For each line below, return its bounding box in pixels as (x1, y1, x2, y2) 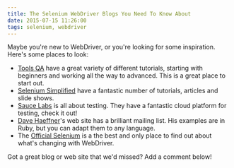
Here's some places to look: (7, 50, 89, 59)
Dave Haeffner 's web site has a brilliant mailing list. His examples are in (17, 116, 226, 125)
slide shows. (17, 94, 54, 102)
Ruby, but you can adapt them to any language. (17, 124, 156, 133)
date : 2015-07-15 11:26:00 (7, 17, 87, 24)
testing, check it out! (17, 109, 78, 117)
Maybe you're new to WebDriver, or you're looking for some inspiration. (7, 43, 216, 52)
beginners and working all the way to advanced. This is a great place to (17, 71, 226, 80)
